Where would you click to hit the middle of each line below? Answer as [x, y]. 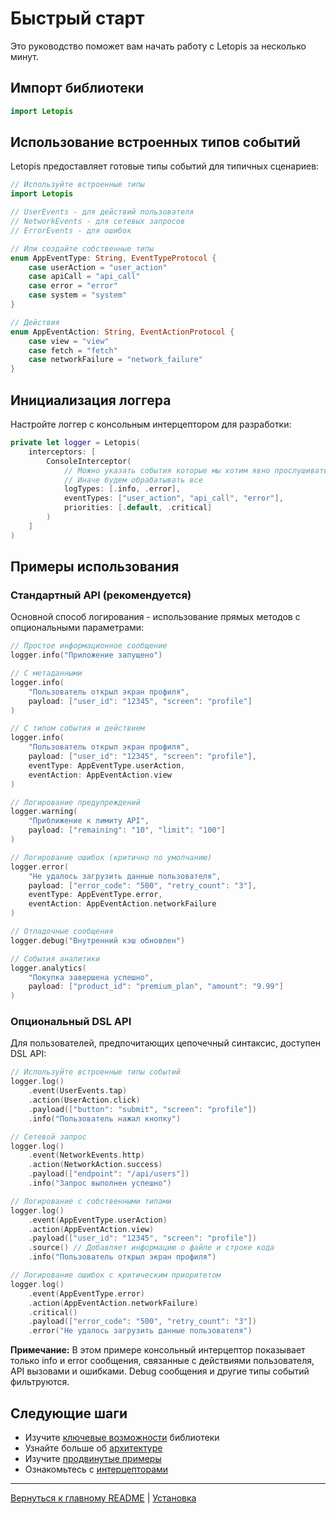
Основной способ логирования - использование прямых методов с [155, 617]
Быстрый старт [77, 18]
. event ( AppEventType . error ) [86, 1293]
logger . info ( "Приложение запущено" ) [86, 655]
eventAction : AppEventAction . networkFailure [122, 904]
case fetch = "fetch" [73, 350]
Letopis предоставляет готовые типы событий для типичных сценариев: [165, 166]
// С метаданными [46, 673]
